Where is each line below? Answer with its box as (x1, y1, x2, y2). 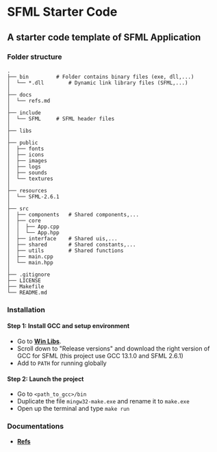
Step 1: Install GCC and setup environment (7, 322, 130, 330)
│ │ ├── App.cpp (7, 223, 60, 230)
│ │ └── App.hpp (7, 229, 60, 236)
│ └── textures (7, 175, 53, 182)
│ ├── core (7, 217, 41, 224)
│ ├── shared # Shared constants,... (7, 241, 136, 248)
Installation (7, 305, 46, 314)
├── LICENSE (7, 277, 41, 284)
